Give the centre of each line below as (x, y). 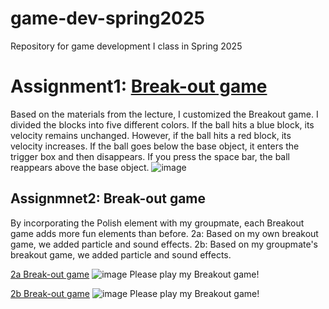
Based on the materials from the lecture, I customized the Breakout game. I (164, 114)
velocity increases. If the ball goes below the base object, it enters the (155, 146)
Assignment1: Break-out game (139, 86)
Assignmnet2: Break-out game (108, 198)
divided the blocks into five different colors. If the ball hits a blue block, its (162, 124)
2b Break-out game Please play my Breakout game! (135, 293)
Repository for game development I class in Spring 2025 (126, 46)
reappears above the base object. (80, 167)
